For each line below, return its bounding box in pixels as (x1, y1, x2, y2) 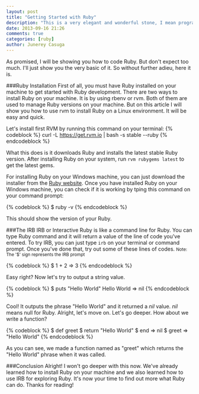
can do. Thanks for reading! (6, 381, 74, 388)
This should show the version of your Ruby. (6, 214, 112, 222)
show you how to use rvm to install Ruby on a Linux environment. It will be (6, 107, 187, 114)
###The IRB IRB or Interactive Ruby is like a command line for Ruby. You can (6, 226, 192, 233)
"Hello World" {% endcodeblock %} (6, 333, 94, 340)
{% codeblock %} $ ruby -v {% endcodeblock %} (6, 203, 127, 210)
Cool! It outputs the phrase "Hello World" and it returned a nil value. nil (6, 303, 178, 310)
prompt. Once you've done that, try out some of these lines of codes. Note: (6, 245, 188, 252)
